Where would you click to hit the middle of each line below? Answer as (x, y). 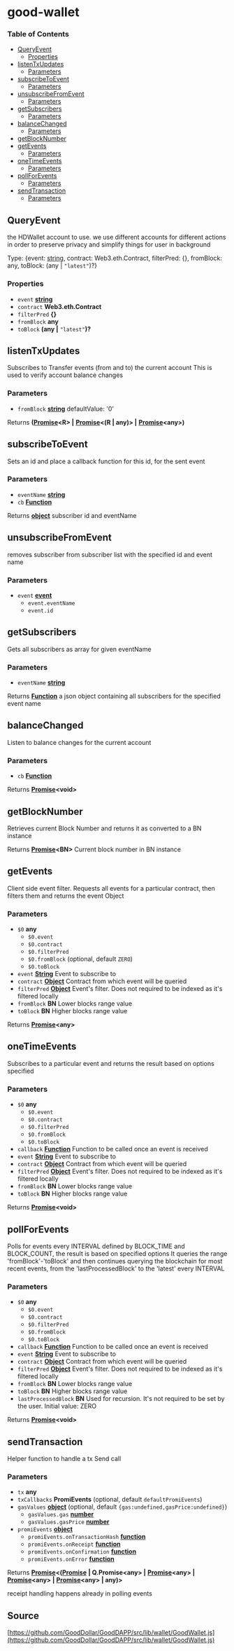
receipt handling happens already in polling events (80, 1594)
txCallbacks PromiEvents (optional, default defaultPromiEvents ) (110, 1500)
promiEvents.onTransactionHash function (87, 1537)
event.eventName (51, 603)
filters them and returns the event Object (66, 896)
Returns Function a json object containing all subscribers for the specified (114, 696)
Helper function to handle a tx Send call (64, 1459)
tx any (27, 1492)
